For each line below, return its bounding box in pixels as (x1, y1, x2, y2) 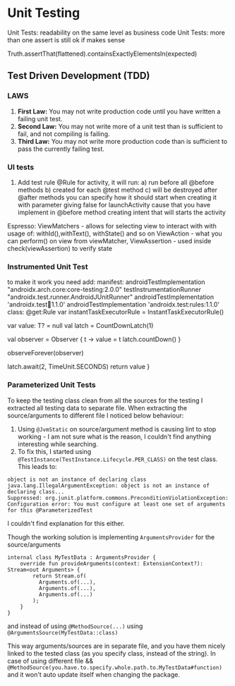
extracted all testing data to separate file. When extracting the (7, 403, 188, 412)
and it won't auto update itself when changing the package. (7, 670, 180, 678)
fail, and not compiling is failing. (17, 129, 110, 138)
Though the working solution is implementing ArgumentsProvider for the (7, 532, 215, 541)
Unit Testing (7, 5, 80, 21)
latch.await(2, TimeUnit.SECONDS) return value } (7, 362, 150, 371)
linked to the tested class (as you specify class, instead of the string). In (7, 649, 217, 657)
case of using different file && (7, 656, 94, 665)
